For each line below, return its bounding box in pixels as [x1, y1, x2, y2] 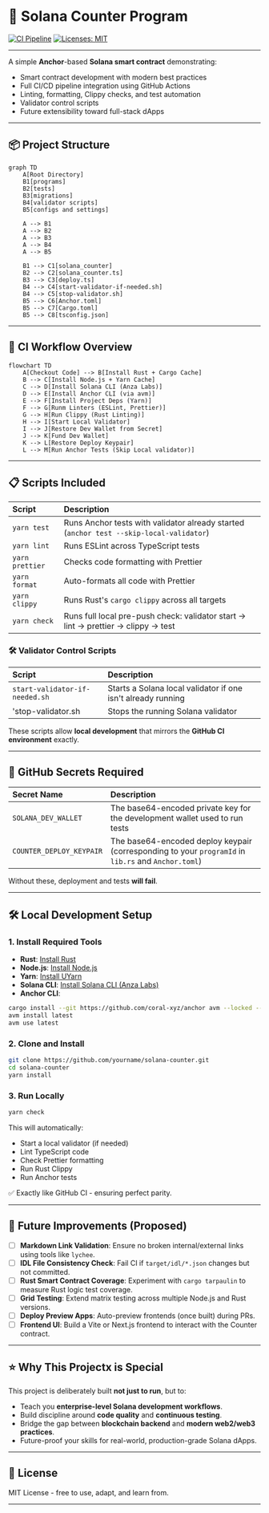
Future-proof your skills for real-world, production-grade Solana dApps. [19, 1435, 258, 1445]
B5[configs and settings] [22, 205, 110, 213]
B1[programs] [22, 177, 66, 185]
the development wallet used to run [110, 813, 243, 824]
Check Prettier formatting [19, 1155, 104, 1165]
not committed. [19, 1267, 70, 1276]
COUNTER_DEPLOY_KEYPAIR [12, 846, 103, 856]
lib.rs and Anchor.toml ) [110, 856, 203, 867]
